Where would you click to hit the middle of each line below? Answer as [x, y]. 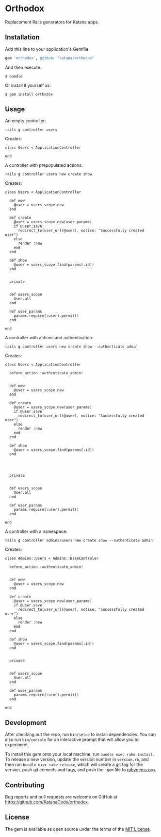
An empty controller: [25, 121]
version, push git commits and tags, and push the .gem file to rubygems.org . [81, 770]
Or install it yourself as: [28, 85]
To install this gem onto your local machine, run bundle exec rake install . [80, 754]
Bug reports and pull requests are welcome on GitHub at [61, 797]
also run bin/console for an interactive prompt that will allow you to [72, 740]
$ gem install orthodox [29, 94]
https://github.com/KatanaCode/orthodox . [47, 802]
